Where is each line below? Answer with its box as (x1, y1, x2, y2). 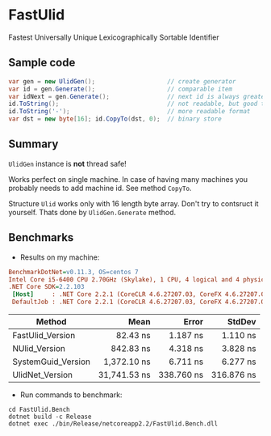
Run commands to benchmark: (19, 390, 123, 400)
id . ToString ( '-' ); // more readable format (8, 108, 251, 116)
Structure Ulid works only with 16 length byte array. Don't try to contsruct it (8, 198, 259, 208)
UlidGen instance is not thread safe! (8, 159, 127, 168)
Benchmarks (8, 231, 74, 244)
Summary (8, 138, 59, 151)
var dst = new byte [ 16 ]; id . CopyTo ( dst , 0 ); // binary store (8, 115, 222, 123)
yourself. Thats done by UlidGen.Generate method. (8, 207, 177, 217)
